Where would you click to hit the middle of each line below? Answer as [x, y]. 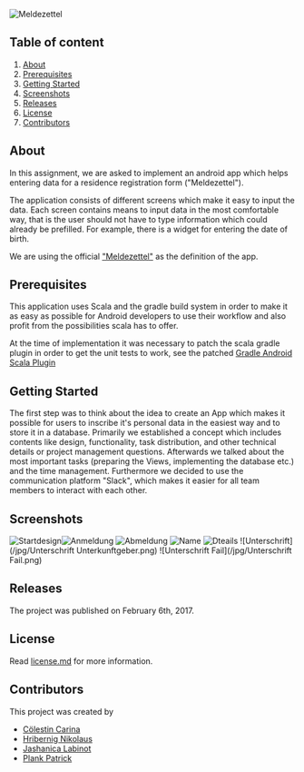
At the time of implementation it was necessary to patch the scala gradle [145, 343]
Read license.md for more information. [81, 661]
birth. [20, 238]
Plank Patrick [47, 757]
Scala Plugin [33, 362]
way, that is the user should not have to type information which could [138, 219]
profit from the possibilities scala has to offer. [94, 326]
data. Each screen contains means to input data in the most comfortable [144, 210]
